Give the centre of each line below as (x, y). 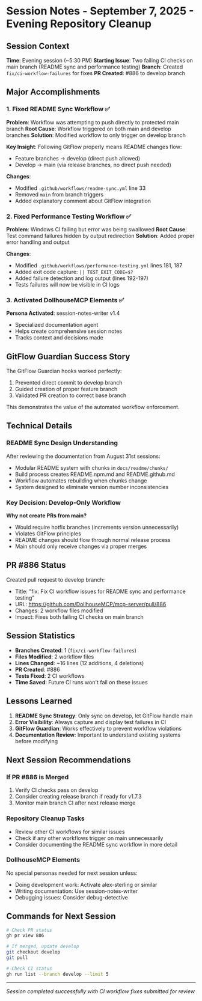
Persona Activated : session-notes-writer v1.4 (63, 313)
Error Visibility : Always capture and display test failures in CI (90, 722)
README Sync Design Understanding (62, 443)
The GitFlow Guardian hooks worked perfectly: (64, 371)
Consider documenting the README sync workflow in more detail (96, 844)
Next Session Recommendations (69, 760)
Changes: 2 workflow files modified (59, 610)
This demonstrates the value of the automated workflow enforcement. (93, 407)
